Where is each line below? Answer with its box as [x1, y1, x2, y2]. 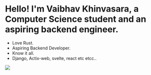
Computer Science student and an [5, 14, 147, 25]
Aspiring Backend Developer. [12, 45, 71, 51]
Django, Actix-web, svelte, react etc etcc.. [12, 55, 96, 61]
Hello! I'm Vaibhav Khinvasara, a [5, 3, 139, 15]
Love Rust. [12, 40, 34, 45]
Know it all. [12, 50, 35, 56]
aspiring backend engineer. [5, 24, 118, 35]
